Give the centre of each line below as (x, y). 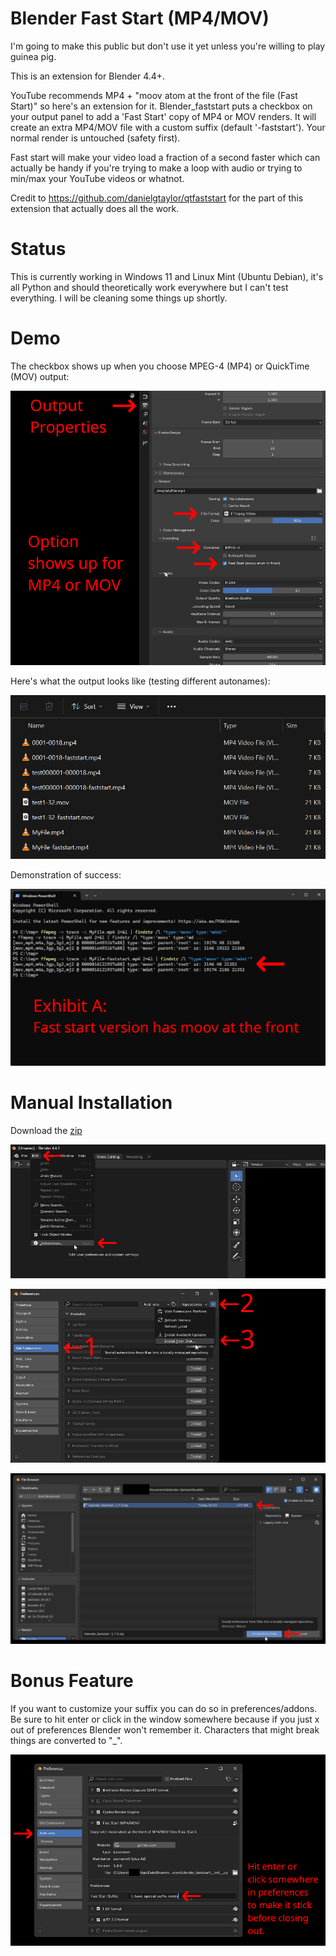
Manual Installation (91, 1102)
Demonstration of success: (66, 874)
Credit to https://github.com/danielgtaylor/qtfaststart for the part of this (157, 198)
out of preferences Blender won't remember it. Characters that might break (165, 1729)
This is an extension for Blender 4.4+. (88, 76)
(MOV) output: (40, 376)
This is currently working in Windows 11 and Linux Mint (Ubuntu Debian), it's (167, 276)
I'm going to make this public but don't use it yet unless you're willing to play (168, 46)
